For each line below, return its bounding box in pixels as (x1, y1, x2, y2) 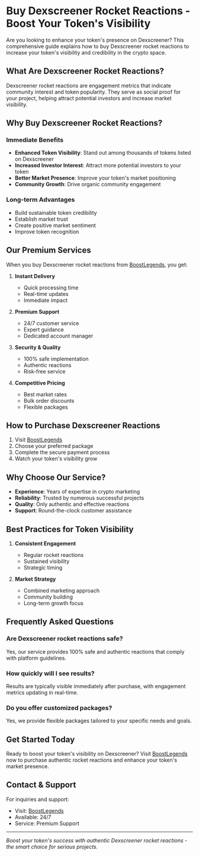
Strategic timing (23, 564, 63, 571)
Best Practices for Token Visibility (6, 524, 134, 534)
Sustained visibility (23, 558, 70, 565)
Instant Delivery (14, 272, 55, 279)
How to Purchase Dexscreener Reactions (6, 420, 161, 431)
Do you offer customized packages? (6, 704, 113, 712)
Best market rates (23, 390, 67, 398)
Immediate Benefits (6, 136, 64, 144)
